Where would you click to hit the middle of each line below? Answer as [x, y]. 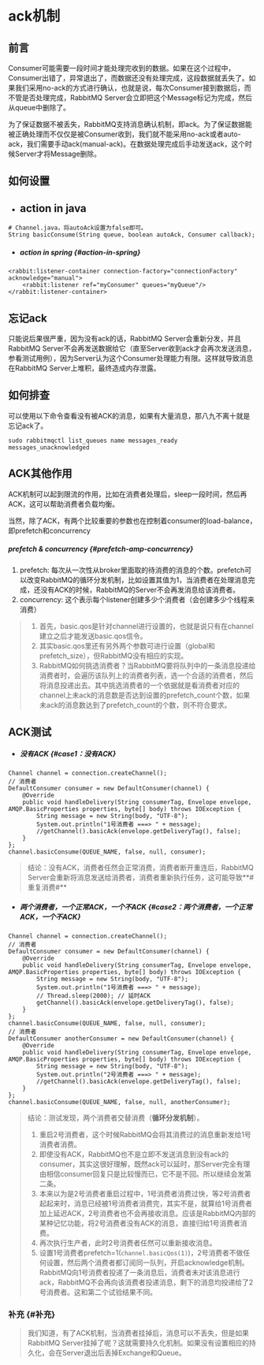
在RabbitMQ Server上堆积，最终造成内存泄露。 [84, 368]
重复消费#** [47, 887]
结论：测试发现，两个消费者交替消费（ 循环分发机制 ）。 [115, 1118]
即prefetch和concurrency [49, 530]
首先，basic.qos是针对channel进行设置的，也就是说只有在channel [146, 626]
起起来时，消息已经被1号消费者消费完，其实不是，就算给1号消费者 [145, 1203]
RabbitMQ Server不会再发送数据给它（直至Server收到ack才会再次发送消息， [132, 348]
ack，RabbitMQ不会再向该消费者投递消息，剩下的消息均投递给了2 [146, 1282]
